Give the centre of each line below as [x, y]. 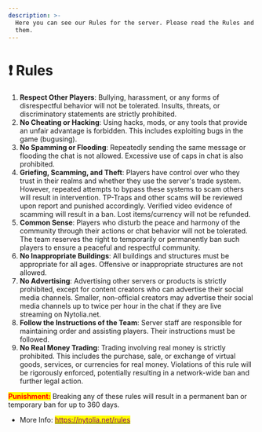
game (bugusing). [48, 139]
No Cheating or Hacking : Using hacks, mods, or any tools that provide [133, 123]
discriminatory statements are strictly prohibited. [98, 114]
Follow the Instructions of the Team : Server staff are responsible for [131, 323]
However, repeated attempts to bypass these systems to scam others [132, 189]
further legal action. [51, 381]
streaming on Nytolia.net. [60, 314]
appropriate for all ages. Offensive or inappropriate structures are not [131, 265]
